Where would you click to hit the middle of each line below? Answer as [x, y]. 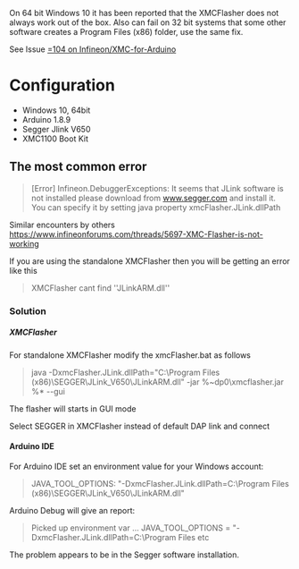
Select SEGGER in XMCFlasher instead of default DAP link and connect [140, 426]
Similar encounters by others [62, 225]
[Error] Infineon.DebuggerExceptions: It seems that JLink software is [157, 188]
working [25, 243]
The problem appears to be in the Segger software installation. [124, 555]
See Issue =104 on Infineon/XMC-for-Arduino [93, 49]
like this [23, 270]
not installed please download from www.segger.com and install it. [154, 198]
